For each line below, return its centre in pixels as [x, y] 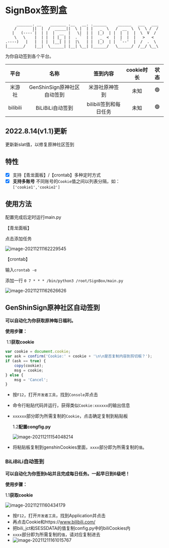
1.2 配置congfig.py [32, 427]
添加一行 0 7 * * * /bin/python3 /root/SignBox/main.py [64, 280]
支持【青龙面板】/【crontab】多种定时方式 [57, 175]
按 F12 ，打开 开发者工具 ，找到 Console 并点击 [55, 395]
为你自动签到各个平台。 [29, 56]
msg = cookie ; [29, 370]
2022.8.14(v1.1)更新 [36, 131]
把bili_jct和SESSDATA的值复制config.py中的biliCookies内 [71, 528]
